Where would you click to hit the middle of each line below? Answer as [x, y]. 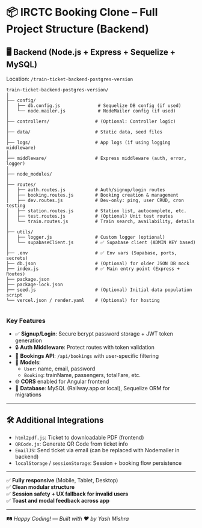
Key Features [26, 321]
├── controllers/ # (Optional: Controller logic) [91, 121]
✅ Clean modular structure [41, 487]
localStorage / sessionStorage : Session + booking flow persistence [98, 463]
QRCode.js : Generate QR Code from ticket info [71, 444]
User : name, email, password [60, 369]
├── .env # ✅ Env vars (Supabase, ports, [92, 253]
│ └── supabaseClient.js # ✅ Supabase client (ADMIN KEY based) [101, 242]
